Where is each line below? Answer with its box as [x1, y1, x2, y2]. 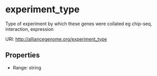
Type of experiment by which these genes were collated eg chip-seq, [5, 21, 152, 27]
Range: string [12, 64, 42, 70]
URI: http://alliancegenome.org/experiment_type [5, 36, 107, 42]
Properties [5, 51, 40, 60]
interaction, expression [5, 26, 54, 32]
